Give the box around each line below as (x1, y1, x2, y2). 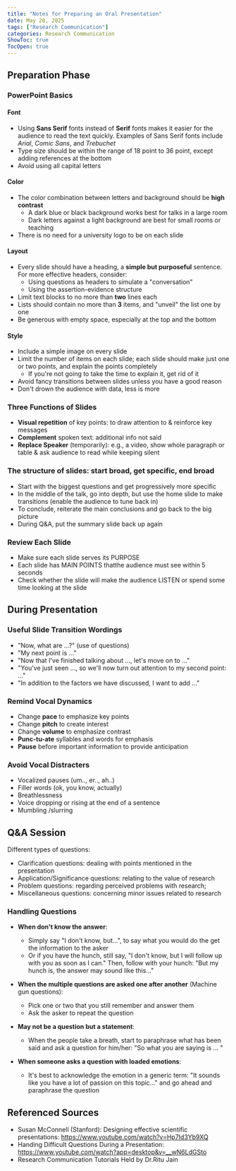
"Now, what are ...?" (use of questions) (17, 641, 130, 649)
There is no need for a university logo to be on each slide (17, 230, 184, 239)
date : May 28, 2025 (7, 17, 65, 24)
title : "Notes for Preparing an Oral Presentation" (7, 10, 162, 18)
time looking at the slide (17, 584, 87, 592)
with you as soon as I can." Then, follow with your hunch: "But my (27, 959, 219, 967)
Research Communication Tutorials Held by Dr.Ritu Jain (17, 1155, 178, 1164)
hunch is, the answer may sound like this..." (27, 966, 154, 975)
